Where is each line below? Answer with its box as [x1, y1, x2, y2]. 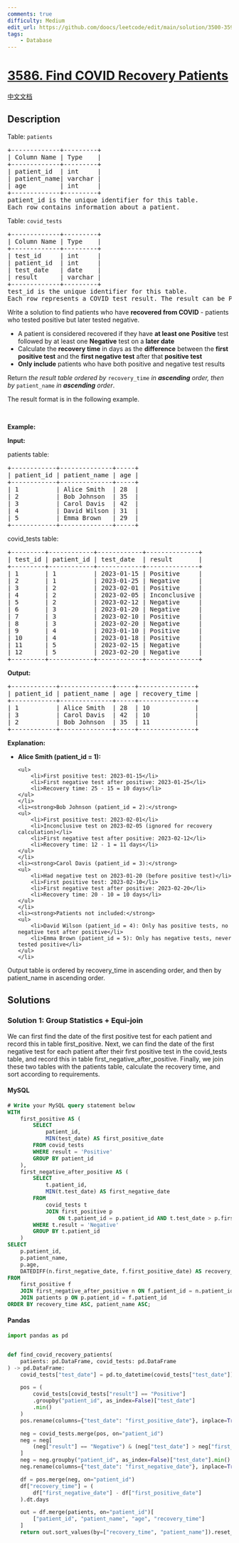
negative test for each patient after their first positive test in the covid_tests [7, 1047, 228, 1056]
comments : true [7, 10, 53, 18]
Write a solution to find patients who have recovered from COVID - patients [7, 307, 229, 316]
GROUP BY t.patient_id [33, 1228, 100, 1235]
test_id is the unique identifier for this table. [7, 287, 188, 295]
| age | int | [7, 181, 102, 190]
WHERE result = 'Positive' [33, 1148, 113, 1156]
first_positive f [20, 1281, 72, 1288]
